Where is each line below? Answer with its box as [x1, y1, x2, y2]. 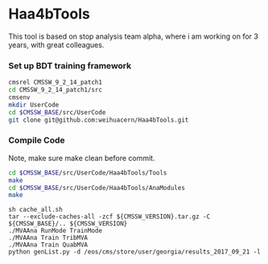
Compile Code [8, 134, 66, 146]
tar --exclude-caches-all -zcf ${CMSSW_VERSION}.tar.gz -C [8, 212, 211, 221]
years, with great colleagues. [8, 39, 105, 49]
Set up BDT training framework [8, 60, 132, 71]
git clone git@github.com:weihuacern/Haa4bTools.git [8, 116, 189, 124]
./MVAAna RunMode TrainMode [8, 227, 103, 235]
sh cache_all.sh [8, 206, 63, 214]
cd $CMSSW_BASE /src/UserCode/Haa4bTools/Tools [8, 168, 167, 177]
